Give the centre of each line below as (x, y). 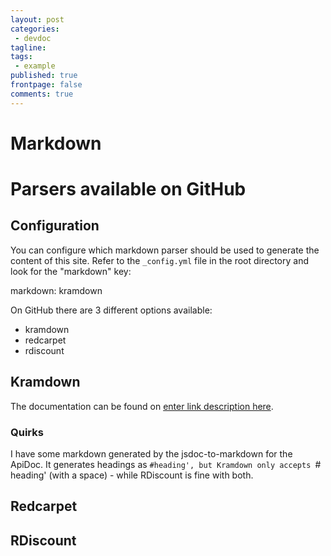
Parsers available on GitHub (128, 189)
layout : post (37, 19)
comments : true (42, 94)
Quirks (27, 432)
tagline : (28, 47)
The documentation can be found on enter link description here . (142, 406)
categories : (35, 29)
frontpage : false (46, 85)
